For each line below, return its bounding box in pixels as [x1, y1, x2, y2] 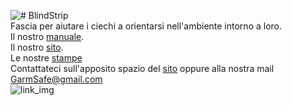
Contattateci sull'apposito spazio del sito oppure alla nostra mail [10, 63, 275, 74]
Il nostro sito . [10, 41, 64, 53]
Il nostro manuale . [10, 31, 85, 42]
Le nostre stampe [10, 52, 83, 64]
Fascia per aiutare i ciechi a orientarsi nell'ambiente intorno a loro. [10, 20, 283, 32]
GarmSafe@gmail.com [10, 73, 103, 85]
